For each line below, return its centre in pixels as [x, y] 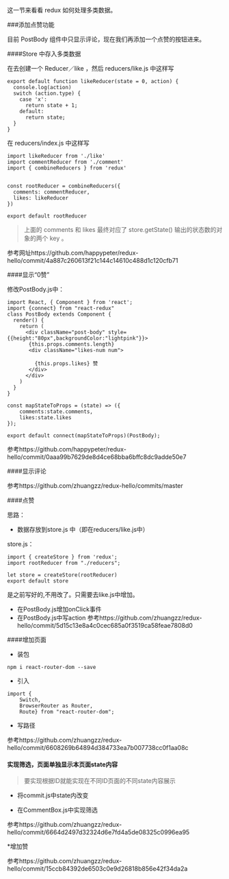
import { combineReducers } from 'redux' [67, 168]
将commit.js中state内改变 [53, 795]
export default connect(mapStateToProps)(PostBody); [84, 436]
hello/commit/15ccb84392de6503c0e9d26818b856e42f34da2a [97, 869]
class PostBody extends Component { [59, 314]
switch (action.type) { [47, 93]
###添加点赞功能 [31, 25]
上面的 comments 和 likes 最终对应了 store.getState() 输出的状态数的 [120, 230]
